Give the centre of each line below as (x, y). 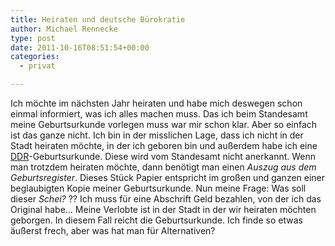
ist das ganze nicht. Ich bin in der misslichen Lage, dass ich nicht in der (157, 135)
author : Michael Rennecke (64, 29)
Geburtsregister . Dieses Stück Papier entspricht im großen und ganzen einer (168, 177)
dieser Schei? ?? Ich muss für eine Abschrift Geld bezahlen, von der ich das (166, 199)
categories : (35, 57)
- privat (37, 66)
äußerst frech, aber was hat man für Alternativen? (113, 230)
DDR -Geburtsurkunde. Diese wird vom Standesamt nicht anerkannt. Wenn (163, 156)
